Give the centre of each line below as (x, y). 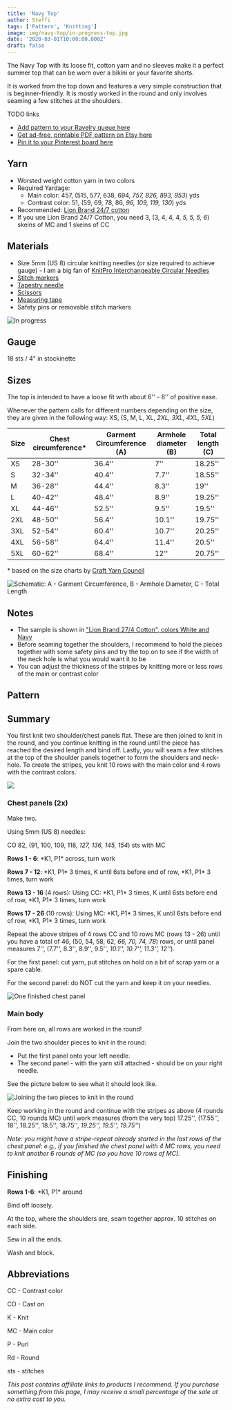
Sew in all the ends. (35, 1239)
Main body (25, 1014)
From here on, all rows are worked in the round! (75, 1029)
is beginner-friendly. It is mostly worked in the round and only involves (107, 93)
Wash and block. (31, 1252)
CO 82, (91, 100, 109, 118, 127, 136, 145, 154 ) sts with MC (86, 845)
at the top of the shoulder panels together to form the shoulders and (104, 758)
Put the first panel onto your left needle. (74, 1056)
